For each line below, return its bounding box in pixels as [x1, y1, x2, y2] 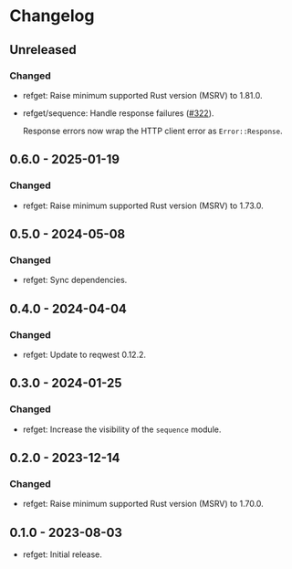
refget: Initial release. [22, 549, 102, 560]
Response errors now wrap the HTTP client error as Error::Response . [22, 125, 283, 136]
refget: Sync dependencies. [22, 275, 128, 286]
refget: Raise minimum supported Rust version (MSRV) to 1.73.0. [22, 200, 264, 211]
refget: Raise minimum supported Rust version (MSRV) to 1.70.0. [22, 499, 265, 510]
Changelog [9, 5, 95, 26]
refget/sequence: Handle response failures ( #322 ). [22, 107, 214, 119]
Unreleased [9, 42, 78, 58]
